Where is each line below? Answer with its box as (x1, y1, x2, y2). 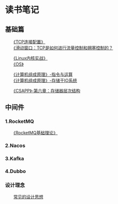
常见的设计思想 (14, 194, 44, 200)
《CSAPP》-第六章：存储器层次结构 (14, 88, 81, 93)
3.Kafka (5, 155, 24, 162)
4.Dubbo (5, 168, 26, 175)
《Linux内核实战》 (14, 55, 48, 61)
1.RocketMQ (5, 118, 34, 125)
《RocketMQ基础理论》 (14, 130, 58, 135)
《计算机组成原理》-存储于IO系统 (14, 78, 77, 83)
